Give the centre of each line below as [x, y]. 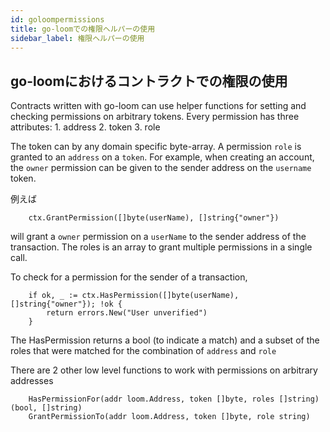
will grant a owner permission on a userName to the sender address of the [158, 237]
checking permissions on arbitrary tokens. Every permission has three [155, 117]
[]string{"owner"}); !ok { [66, 304]
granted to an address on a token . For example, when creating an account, [162, 157]
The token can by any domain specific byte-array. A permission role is [156, 147]
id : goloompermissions [57, 19]
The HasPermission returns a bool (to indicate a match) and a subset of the [165, 340]
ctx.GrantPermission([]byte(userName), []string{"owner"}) [154, 218]
